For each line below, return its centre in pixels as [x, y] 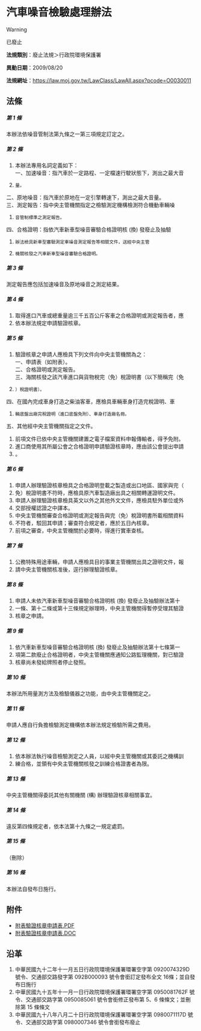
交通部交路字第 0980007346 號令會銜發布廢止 [83, 1022]
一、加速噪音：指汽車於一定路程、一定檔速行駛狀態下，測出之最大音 [99, 173]
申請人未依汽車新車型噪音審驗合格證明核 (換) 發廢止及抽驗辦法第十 [97, 601]
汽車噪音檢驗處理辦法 [59, 12]
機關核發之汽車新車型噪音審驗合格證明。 [57, 254]
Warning [17, 29]
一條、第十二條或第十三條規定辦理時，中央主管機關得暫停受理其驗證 [99, 608]
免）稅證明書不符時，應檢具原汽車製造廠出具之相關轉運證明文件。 [97, 493]
